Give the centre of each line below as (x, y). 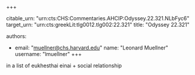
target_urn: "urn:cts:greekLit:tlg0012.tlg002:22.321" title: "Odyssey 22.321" (98, 25)
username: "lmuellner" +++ (48, 54)
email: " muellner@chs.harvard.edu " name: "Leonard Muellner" (91, 48)
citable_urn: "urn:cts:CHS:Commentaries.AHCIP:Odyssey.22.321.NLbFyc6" (98, 18)
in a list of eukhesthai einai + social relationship (64, 65)
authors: (16, 36)
